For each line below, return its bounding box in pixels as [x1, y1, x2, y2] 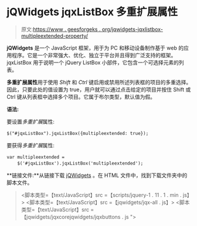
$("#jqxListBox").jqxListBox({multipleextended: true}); [6, 130, 149, 136]
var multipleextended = [6, 154, 65, 160]
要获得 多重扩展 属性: [6, 141, 55, 149]
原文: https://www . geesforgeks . [21, 26, 101, 33]
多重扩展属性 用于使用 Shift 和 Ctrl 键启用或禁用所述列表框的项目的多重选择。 [6, 78, 192, 85]
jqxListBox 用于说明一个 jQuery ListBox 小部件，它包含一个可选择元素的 [6, 59, 179, 66]
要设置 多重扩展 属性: [6, 118, 55, 125]
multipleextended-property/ [21, 32, 89, 39]
